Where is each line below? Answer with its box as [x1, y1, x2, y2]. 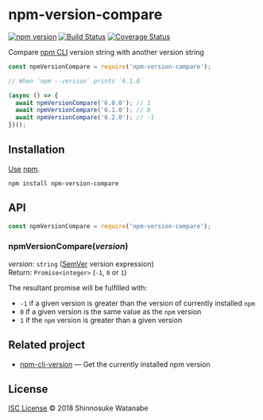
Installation [8, 143, 65, 157]
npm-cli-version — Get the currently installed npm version [19, 360, 211, 369]
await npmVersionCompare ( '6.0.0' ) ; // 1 [15, 99, 151, 107]
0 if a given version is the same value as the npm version [19, 306, 202, 316]
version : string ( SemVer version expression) [8, 259, 155, 268]
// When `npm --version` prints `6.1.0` [8, 77, 145, 85]
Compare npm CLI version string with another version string [8, 47, 204, 56]
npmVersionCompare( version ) [8, 241, 129, 252]
